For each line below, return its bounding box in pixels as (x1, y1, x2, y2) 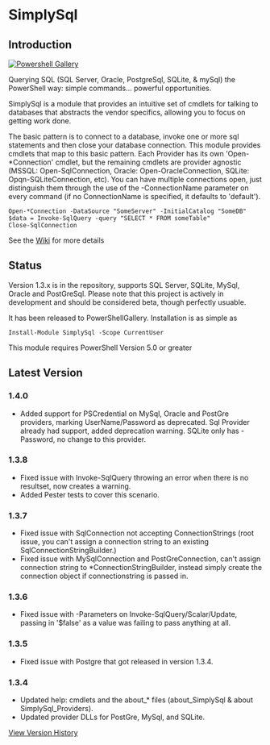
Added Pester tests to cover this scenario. (19, 489, 160, 499)
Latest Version (8, 366, 83, 380)
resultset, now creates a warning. (19, 481, 131, 491)
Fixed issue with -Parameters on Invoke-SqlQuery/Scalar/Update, (19, 610, 238, 619)
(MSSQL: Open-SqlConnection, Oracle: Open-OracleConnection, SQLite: (8, 166, 250, 175)
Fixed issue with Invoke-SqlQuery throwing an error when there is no (19, 472, 249, 482)
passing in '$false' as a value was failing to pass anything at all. (19, 618, 231, 628)
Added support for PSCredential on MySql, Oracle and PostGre (19, 409, 230, 418)
